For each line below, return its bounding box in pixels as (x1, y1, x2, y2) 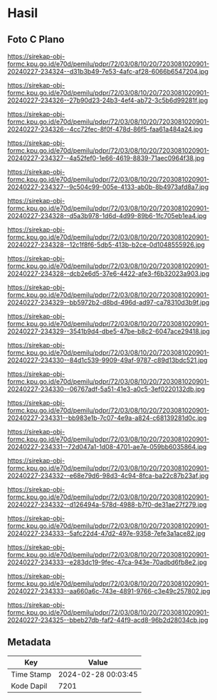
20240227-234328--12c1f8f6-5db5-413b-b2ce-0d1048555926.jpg (7, 240, 205, 249)
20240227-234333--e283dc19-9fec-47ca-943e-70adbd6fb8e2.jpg (7, 558, 208, 566)
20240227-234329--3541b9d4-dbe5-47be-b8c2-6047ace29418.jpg (7, 327, 210, 335)
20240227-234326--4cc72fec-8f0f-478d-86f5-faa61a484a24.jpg (7, 125, 203, 133)
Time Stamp (11, 669, 52, 679)
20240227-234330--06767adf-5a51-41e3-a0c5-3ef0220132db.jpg (7, 385, 205, 393)
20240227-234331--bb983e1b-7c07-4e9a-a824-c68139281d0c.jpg (7, 414, 207, 422)
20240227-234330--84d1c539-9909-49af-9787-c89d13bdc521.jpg (7, 356, 208, 364)
